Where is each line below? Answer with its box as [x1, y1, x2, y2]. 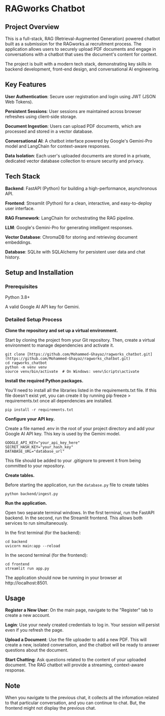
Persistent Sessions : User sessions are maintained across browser [5, 108, 141, 114]
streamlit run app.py [5, 566, 50, 571]
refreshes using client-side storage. [5, 113, 78, 119]
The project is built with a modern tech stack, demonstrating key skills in [5, 61, 152, 67]
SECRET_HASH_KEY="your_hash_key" [5, 444, 74, 449]
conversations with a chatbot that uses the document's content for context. [5, 51, 158, 57]
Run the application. [5, 500, 48, 506]
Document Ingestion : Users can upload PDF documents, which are [5, 123, 141, 129]
